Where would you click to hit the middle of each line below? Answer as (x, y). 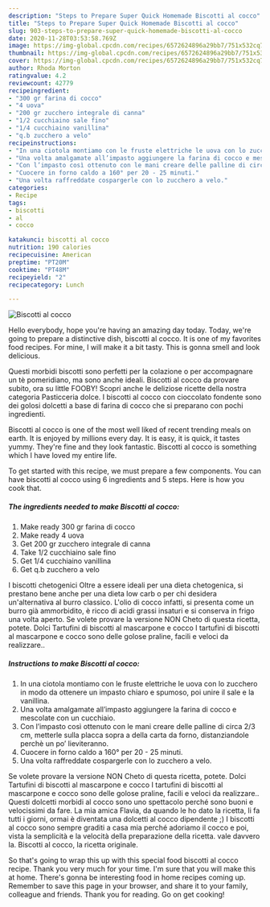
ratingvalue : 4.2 (37, 76)
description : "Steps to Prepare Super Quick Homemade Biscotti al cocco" (135, 16)
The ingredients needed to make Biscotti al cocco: (94, 506)
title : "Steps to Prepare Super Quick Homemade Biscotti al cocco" (124, 23)
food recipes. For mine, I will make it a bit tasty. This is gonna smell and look (134, 348)
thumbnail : (27, 53)
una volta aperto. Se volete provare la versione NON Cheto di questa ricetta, (134, 620)
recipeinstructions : (43, 143)
